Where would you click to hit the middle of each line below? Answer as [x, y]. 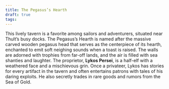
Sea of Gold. [18, 82]
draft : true [18, 15]
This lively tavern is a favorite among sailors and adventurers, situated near [84, 34]
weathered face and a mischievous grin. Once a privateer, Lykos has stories [85, 66]
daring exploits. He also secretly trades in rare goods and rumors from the [83, 77]
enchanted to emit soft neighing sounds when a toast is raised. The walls [82, 50]
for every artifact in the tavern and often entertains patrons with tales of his [84, 71]
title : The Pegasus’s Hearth [36, 10]
